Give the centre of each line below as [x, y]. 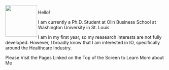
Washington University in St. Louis [74, 27]
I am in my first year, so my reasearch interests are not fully [100, 37]
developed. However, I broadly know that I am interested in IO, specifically [83, 43]
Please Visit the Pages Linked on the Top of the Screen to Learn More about [84, 58]
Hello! [44, 12]
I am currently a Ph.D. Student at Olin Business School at [97, 22]
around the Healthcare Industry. [39, 48]
